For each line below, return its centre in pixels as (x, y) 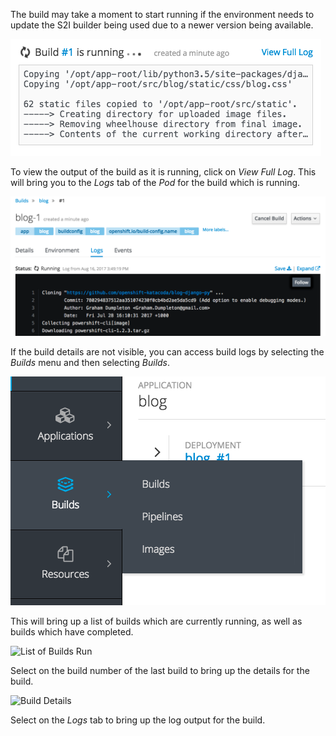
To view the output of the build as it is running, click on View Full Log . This (163, 172)
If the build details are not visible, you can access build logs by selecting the (167, 352)
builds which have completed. (72, 632)
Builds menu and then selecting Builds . (90, 363)
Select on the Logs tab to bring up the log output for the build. (138, 720)
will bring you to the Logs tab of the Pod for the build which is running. (155, 182)
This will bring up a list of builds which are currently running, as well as (156, 621)
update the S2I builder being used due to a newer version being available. (162, 25)
